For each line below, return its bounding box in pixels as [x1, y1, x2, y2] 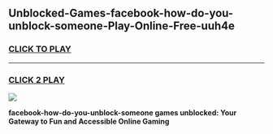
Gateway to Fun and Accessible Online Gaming [8, 116, 170, 126]
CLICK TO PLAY [8, 44, 71, 55]
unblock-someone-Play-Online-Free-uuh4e [8, 19, 236, 33]
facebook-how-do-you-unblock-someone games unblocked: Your [8, 107, 237, 117]
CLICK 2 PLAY [8, 74, 65, 85]
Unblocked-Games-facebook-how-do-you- [8, 6, 234, 20]
